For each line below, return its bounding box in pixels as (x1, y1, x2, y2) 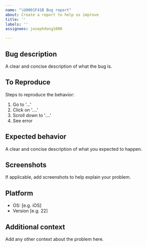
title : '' (5, 17, 26, 22)
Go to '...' (12, 101, 32, 107)
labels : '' (5, 21, 28, 27)
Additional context (5, 223, 65, 231)
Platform (5, 189, 34, 198)
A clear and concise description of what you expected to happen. (5, 146, 142, 152)
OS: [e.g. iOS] (12, 202, 42, 209)
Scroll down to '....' (12, 112, 52, 118)
